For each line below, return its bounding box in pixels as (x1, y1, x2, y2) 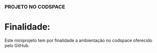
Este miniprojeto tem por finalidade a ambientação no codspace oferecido (4, 37, 153, 43)
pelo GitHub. (4, 42, 30, 48)
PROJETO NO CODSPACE (4, 3, 65, 10)
